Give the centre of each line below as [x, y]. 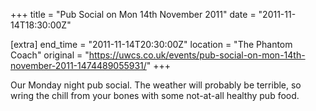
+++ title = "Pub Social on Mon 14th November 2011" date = [133, 14]
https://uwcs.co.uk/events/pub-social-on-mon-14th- [197, 55]
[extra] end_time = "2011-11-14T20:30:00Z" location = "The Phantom [151, 44]
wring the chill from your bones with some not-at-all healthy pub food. [155, 95]
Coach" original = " [50, 55]
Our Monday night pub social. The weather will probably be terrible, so [156, 85]
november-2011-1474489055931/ [78, 65]
